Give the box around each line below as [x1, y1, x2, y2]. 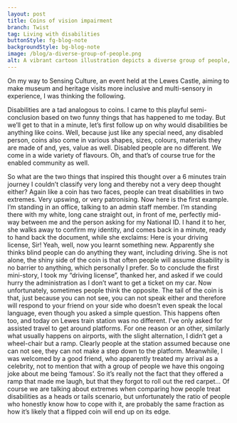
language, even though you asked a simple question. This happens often [7, 308, 221, 317]
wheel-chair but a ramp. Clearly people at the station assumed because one [7, 339, 231, 347]
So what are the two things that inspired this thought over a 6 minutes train [7, 172, 226, 180]
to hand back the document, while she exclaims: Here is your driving [7, 233, 209, 241]
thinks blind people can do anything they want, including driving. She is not [7, 248, 228, 257]
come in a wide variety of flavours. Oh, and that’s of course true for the [7, 151, 216, 159]
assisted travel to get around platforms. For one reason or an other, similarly [7, 324, 230, 332]
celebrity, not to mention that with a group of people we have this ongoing [7, 362, 224, 370]
